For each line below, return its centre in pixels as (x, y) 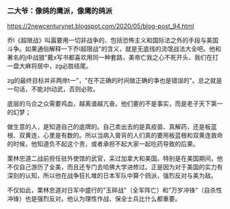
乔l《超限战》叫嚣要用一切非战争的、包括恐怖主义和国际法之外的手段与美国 (113, 40)
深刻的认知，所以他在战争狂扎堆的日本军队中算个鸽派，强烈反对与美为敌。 (112, 175)
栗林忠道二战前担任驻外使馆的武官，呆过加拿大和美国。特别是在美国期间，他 (115, 158)
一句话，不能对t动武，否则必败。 (53, 89)
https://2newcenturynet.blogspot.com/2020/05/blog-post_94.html (101, 26)
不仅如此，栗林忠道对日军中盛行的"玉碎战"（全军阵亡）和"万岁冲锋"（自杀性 (115, 190)
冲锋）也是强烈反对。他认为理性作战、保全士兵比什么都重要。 (94, 199)
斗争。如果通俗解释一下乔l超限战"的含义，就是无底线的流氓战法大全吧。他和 (114, 49)
